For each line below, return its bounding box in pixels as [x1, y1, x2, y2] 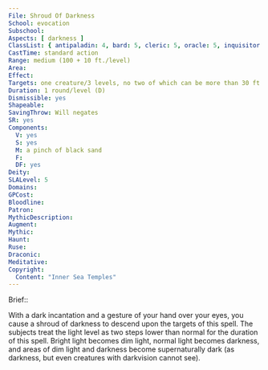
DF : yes [15, 161, 42, 169]
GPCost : [8, 190, 35, 199]
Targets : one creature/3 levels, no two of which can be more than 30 [8, 79, 250, 87]
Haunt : [8, 236, 30, 244]
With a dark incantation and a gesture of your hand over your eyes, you [8, 311, 244, 320]
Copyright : [8, 266, 45, 274]
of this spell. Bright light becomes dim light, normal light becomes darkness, [8, 336, 260, 346]
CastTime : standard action [8, 49, 99, 57]
